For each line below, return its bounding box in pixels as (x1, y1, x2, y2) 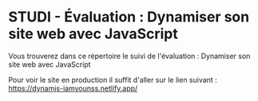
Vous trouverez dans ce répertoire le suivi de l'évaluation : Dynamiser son (8, 51, 251, 60)
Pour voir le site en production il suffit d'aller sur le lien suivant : (8, 75, 217, 84)
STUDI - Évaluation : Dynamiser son (8, 8, 250, 26)
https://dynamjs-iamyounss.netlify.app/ (8, 84, 138, 93)
